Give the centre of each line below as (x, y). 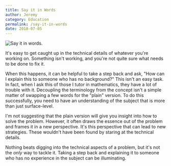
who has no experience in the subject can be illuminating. (66, 158)
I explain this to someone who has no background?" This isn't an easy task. (84, 79)
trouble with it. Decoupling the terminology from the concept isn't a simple (83, 90)
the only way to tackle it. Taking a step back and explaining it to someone (82, 153)
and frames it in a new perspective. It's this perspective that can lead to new (86, 127)
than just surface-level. (30, 106)
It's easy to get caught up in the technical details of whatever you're (77, 53)
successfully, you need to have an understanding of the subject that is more (85, 101)
